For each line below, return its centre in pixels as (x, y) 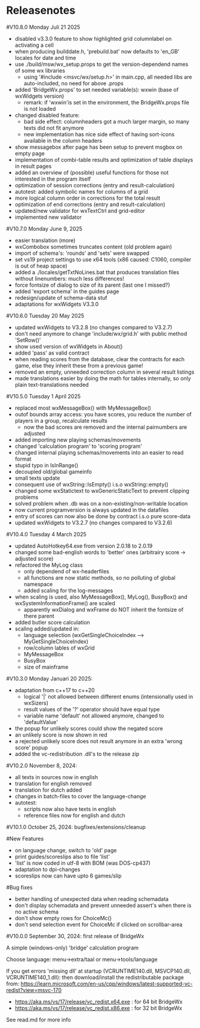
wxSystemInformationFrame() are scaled (65, 603)
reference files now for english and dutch (74, 815)
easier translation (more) (45, 240)
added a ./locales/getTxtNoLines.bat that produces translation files (97, 272)
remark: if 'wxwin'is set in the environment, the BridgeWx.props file (106, 102)
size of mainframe (46, 667)
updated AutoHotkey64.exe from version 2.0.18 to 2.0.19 (84, 546)
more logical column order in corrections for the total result (87, 198)
